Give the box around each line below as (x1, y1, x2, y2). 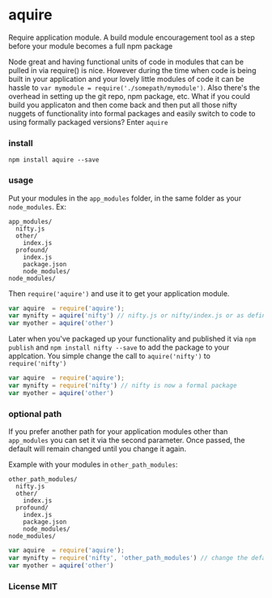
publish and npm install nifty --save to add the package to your (8, 342, 230, 352)
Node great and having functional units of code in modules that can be (8, 57, 244, 67)
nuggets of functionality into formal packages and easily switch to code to (8, 108, 256, 118)
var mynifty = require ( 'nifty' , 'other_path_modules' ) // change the (8, 553, 249, 561)
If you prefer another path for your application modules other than (8, 427, 228, 437)
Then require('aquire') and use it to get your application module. (8, 288, 230, 298)
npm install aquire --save (8, 156, 100, 164)
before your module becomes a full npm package (8, 41, 173, 50)
